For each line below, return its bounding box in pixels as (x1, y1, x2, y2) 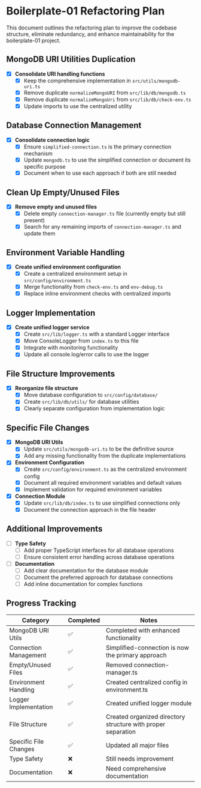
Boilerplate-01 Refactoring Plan (6, 4, 165, 18)
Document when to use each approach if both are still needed (23, 169, 176, 177)
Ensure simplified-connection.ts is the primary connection (23, 143, 172, 150)
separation (105, 727, 136, 736)
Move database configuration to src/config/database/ (23, 392, 158, 399)
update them (23, 230, 56, 237)
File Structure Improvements (6, 368, 115, 379)
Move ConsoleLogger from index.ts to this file (23, 338, 139, 345)
